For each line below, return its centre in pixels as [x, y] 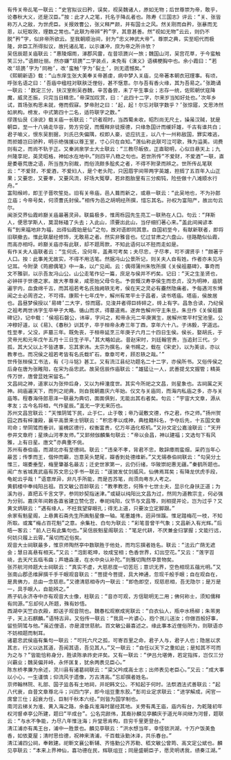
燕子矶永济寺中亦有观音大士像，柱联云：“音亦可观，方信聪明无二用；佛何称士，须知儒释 [114, 596]
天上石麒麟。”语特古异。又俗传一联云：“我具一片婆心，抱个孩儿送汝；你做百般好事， [119, 618]
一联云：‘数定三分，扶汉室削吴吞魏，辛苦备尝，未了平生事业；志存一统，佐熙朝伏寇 [109, 90]
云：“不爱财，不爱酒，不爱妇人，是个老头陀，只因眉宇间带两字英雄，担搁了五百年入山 [111, 171]
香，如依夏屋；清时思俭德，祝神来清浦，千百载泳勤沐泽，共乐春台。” [90, 736]
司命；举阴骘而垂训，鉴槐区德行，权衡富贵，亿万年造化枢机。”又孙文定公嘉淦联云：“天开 [114, 428]
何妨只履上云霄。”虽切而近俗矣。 [46, 538]
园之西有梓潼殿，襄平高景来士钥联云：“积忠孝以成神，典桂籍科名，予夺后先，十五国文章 [114, 420]
